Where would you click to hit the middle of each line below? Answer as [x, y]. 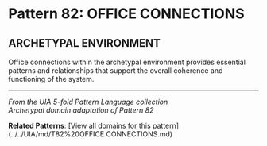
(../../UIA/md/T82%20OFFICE [56, 134]
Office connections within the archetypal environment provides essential [127, 62]
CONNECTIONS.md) [139, 134]
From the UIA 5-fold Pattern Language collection [88, 102]
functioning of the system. [51, 79]
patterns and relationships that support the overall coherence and [116, 71]
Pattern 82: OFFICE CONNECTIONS [126, 14]
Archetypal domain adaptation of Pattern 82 [81, 110]
